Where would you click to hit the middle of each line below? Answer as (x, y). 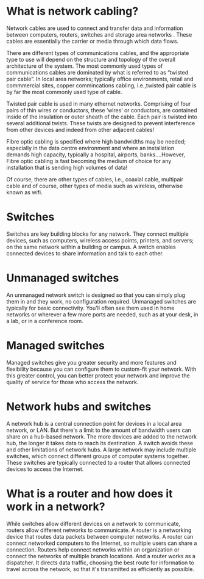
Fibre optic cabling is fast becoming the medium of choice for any (89, 161)
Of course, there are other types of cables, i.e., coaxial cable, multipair (95, 179)
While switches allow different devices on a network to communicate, (93, 523)
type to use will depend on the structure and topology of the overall (91, 59)
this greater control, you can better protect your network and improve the (98, 375)
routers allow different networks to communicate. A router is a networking (99, 530)
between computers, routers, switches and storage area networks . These (99, 34)
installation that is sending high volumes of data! (67, 167)
